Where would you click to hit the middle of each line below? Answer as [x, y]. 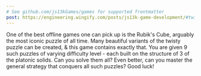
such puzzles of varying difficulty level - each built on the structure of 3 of [98, 53]
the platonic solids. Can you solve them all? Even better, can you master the [99, 60]
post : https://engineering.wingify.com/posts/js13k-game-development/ [96, 17]
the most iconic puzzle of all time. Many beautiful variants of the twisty [93, 41]
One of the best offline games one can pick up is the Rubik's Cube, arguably [100, 34]
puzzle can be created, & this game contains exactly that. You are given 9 [97, 47]
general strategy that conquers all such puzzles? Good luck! [80, 66]
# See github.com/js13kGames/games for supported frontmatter [85, 12]
